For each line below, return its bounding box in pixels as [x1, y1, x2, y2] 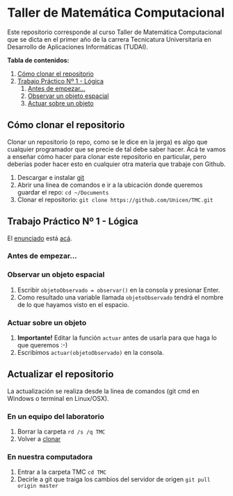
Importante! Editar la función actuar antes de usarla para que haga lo [17, 333, 217, 342]
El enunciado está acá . [7, 234, 72, 242]
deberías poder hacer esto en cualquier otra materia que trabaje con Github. [7, 160, 226, 168]
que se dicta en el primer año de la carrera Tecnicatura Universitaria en [7, 35, 211, 43]
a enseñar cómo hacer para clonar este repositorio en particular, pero [7, 152, 207, 160]
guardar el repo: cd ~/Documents [17, 188, 109, 196]
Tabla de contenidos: [7, 56, 70, 64]
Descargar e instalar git [17, 173, 85, 181]
